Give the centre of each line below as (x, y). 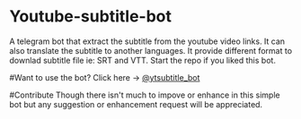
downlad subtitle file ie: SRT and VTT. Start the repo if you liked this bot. (143, 60)
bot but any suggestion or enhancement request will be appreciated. (136, 104)
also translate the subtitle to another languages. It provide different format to (151, 50)
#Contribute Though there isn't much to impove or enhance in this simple (145, 95)
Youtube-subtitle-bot (91, 17)
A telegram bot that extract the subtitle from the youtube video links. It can (147, 41)
